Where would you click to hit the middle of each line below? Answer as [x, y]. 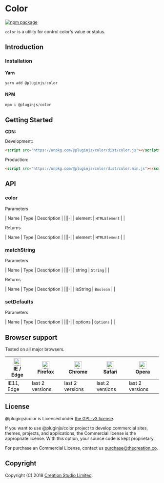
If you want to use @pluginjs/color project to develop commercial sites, [76, 428]
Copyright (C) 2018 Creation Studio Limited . [49, 475]
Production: [17, 160]
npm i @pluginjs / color [28, 105]
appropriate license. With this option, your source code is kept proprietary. [80, 438]
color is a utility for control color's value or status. [55, 31]
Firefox [46, 372]
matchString [20, 250]
